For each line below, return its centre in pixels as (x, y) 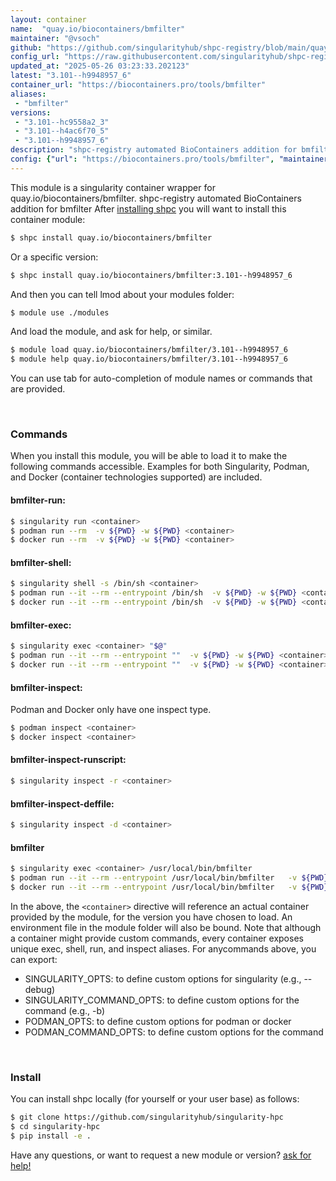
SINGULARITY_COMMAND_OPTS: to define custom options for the (162, 1000)
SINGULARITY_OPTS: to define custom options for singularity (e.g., (163, 978)
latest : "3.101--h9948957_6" (71, 76)
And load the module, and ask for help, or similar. (111, 332)
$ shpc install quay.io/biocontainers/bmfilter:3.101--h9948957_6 (151, 275)
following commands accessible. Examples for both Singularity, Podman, (160, 467)
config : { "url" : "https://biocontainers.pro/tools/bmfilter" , (142, 159)
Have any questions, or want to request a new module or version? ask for (161, 1155)
